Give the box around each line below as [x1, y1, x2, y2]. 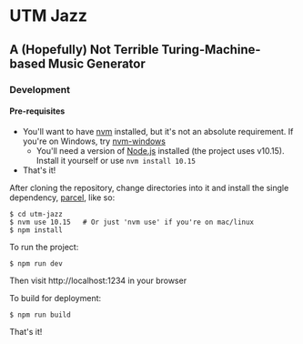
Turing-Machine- [161, 42, 261, 57]
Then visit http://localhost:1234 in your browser [9, 275, 187, 286]
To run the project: [9, 241, 79, 252]
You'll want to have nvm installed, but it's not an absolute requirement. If [22, 126, 294, 137]
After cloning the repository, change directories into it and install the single [9, 182, 289, 193]
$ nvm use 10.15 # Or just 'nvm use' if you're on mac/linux [9, 218, 255, 227]
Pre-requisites [9, 106, 66, 116]
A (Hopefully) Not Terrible [9, 42, 159, 57]
